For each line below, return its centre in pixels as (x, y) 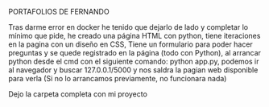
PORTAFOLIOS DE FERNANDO (59, 12)
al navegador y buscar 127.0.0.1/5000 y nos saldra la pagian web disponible (133, 70)
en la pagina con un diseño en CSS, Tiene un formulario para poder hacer (131, 44)
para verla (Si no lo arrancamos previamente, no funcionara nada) (118, 78)
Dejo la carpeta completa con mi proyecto (78, 94)
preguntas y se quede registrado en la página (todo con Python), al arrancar (135, 53)
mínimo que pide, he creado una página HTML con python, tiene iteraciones (134, 36)
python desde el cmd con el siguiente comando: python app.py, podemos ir (134, 61)
